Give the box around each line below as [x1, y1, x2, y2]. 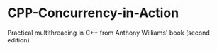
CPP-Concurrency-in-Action [7, 5, 179, 21]
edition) [7, 35, 30, 44]
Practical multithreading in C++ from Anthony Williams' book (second [7, 28, 211, 37]
